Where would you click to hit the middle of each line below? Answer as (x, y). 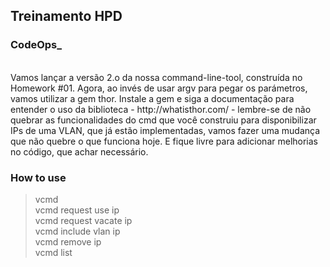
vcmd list (53, 252)
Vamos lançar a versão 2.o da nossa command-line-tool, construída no (156, 77)
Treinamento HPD (66, 16)
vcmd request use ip (77, 210)
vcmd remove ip (68, 241)
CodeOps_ (36, 45)
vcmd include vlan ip (77, 231)
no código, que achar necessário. (79, 151)
